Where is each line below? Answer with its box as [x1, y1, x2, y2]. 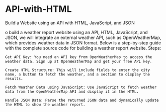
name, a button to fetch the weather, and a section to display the [5, 72, 150, 77]
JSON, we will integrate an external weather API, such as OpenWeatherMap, [5, 35, 162, 40]
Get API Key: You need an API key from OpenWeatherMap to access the [5, 54, 153, 60]
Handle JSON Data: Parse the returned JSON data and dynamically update [5, 98, 159, 103]
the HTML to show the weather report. [5, 102, 85, 107]
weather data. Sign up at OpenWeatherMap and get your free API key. [5, 59, 153, 64]
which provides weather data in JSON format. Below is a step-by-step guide [5, 39, 162, 45]
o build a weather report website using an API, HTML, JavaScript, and [5, 29, 148, 35]
